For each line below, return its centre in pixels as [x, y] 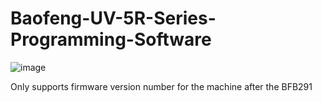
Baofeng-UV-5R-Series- [113, 18]
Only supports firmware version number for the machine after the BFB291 [161, 86]
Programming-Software [111, 39]
